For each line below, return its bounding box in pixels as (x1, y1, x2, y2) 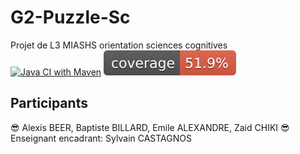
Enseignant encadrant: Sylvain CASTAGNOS (10, 132, 192, 144)
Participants (10, 95, 88, 112)
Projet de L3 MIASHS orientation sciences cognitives (10, 39, 228, 51)
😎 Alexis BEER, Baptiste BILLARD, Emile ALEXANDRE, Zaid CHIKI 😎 (10, 121, 290, 133)
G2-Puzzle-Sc (10, 6, 131, 29)
